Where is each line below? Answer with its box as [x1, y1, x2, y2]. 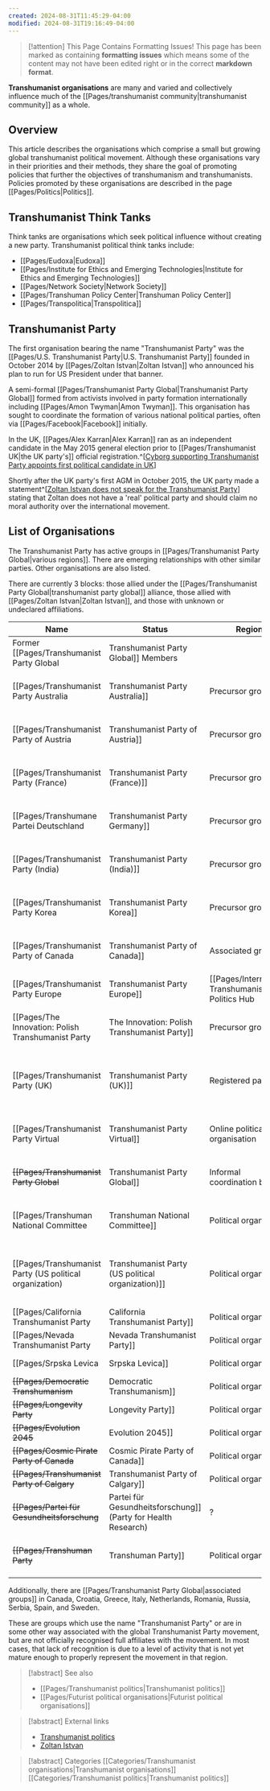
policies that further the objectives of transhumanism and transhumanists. [8, 170, 253, 180]
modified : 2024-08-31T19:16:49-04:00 [8, 19, 135, 27]
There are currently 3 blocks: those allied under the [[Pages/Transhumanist [8, 579, 258, 588]
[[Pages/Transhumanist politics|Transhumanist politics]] [39, 1683, 226, 1693]
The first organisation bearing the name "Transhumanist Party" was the [8, 343, 245, 353]
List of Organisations [8, 525, 115, 539]
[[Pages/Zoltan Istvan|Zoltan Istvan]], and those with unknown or [8, 596, 224, 605]
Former [12, 637, 40, 648]
